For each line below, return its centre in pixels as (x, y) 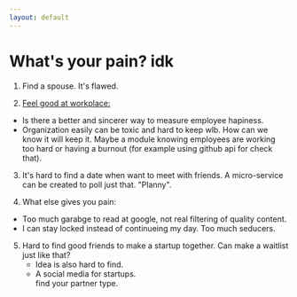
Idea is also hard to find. (79, 264)
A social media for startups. (86, 274)
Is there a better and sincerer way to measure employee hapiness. (143, 120)
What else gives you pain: (69, 201)
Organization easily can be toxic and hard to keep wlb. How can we (145, 129)
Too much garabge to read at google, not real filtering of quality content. (154, 219)
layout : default (39, 17)
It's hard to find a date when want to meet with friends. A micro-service (152, 175)
